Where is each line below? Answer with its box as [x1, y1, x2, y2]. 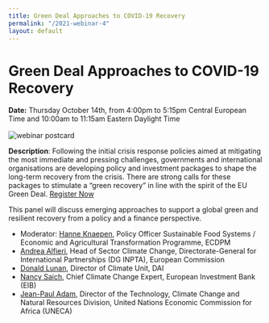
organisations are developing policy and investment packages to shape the [8, 163, 258, 174]
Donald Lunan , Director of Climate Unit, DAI [19, 263, 164, 273]
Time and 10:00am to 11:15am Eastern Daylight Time [8, 114, 180, 124]
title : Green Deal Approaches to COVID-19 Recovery [8, 11, 185, 20]
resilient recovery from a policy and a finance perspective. [8, 213, 202, 223]
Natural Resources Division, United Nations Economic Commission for [19, 298, 252, 308]
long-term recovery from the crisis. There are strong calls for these [8, 172, 231, 182]
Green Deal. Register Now [8, 189, 94, 199]
